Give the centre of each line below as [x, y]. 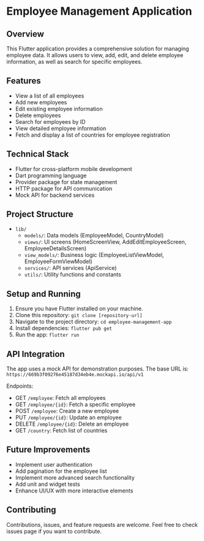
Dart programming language [51, 175]
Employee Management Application [99, 11]
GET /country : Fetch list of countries [61, 431]
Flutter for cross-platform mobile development [74, 169]
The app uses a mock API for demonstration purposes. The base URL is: [97, 369]
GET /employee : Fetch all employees [60, 398]
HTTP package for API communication [64, 188]
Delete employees [38, 115]
